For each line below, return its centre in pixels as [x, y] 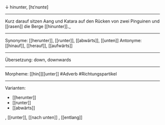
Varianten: [15, 88]
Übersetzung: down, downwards [38, 60]
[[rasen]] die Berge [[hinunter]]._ [38, 26]
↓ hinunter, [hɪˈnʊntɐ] [27, 7]
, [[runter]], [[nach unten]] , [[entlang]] [44, 117]
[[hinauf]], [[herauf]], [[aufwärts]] [39, 46]
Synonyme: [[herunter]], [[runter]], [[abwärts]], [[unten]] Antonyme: [73, 40]
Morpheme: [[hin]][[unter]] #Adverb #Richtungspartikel [61, 74]
